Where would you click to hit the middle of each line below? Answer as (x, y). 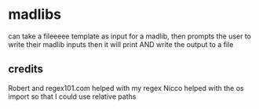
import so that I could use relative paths (72, 96)
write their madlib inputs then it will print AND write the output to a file (121, 44)
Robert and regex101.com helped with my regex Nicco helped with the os (126, 88)
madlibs (35, 15)
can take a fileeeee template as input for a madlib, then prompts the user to (130, 36)
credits (26, 69)
